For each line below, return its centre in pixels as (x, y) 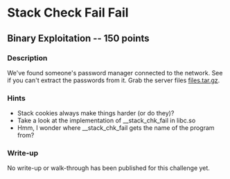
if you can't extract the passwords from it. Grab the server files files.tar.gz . (114, 80)
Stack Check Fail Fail (68, 13)
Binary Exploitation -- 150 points (79, 38)
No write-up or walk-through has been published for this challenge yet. (108, 168)
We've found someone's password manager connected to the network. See (115, 73)
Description (27, 58)
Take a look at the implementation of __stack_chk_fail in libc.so (106, 121)
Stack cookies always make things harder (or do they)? (96, 113)
